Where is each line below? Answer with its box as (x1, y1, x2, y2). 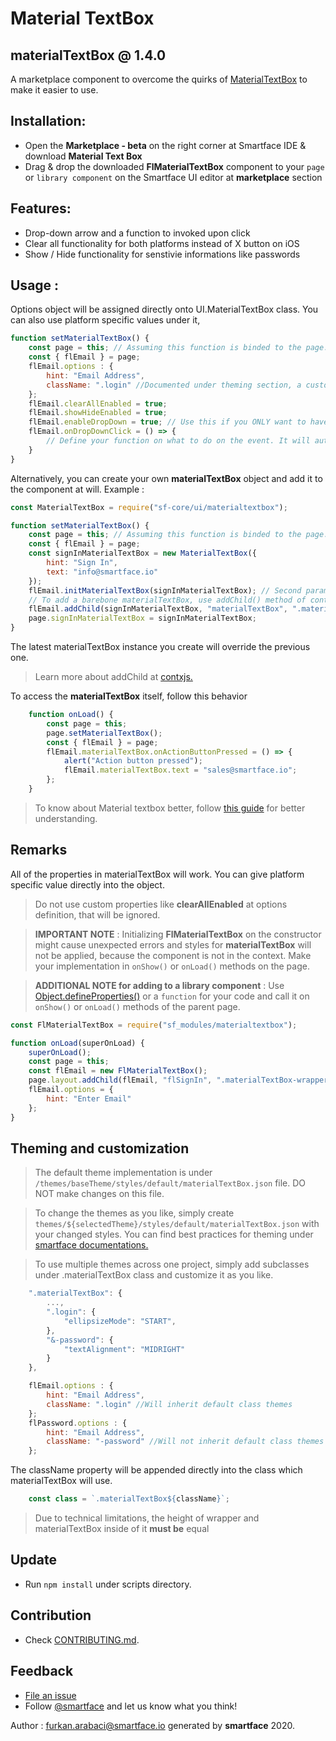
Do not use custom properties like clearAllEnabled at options (34, 898, 288, 910)
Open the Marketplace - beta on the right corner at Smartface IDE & (24, 139, 307, 151)
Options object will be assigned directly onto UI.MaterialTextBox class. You (10, 303, 319, 316)
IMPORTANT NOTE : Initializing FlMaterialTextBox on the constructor (34, 928, 322, 940)
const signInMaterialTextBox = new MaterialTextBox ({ (28, 548, 257, 559)
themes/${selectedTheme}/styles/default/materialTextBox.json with (34, 1218, 320, 1230)
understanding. (34, 812, 98, 824)
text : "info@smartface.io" (46, 567, 159, 577)
